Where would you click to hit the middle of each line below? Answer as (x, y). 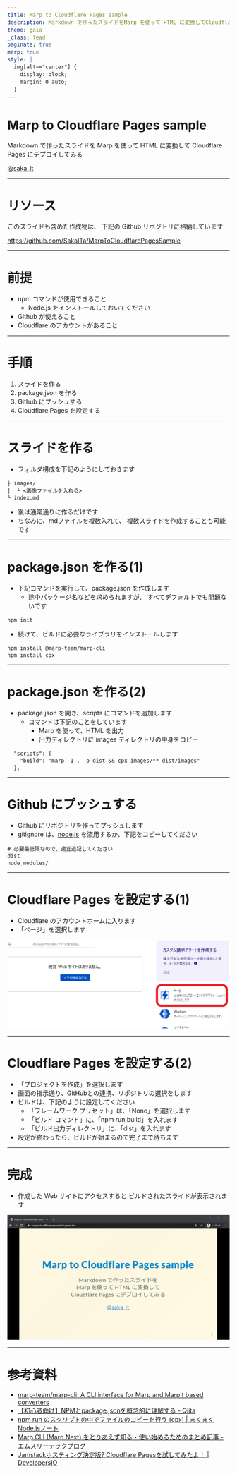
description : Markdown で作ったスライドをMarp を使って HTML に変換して (107, 22)
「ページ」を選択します (51, 929)
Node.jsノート (38, 1428)
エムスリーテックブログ (51, 1446)
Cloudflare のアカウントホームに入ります (77, 920)
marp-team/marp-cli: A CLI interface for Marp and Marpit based (110, 1395)
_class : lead (26, 37)
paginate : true (30, 45)
